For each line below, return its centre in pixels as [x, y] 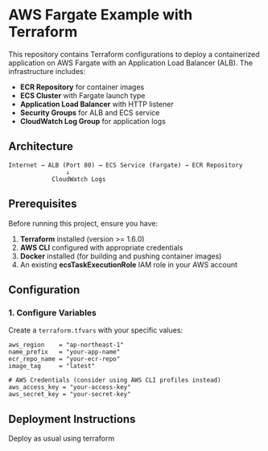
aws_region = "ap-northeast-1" [66, 345]
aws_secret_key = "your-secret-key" [70, 395]
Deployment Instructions [72, 419]
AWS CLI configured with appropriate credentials [101, 247]
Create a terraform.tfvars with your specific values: [96, 330]
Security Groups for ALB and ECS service [90, 112]
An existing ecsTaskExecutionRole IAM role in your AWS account [129, 264]
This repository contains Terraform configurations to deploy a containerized [134, 54]
